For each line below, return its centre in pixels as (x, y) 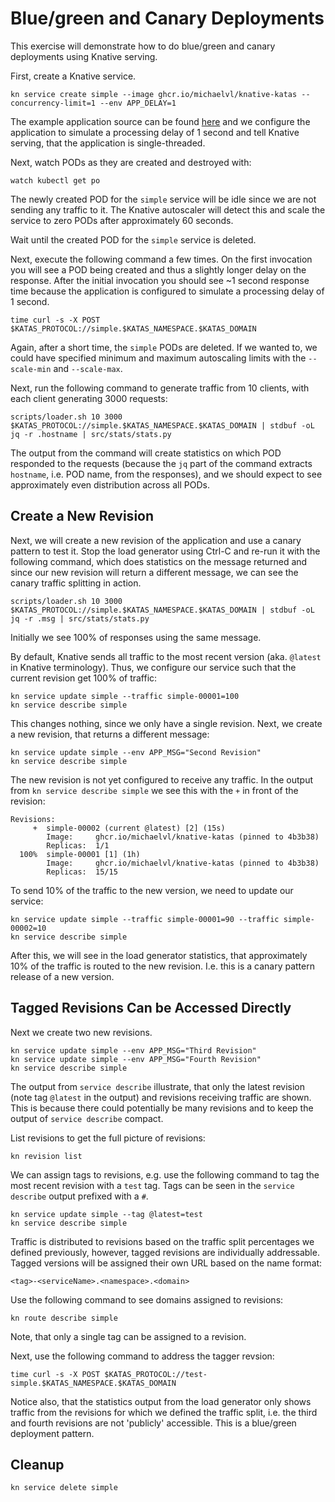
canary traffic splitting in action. (76, 583)
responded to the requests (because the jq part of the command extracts (161, 463)
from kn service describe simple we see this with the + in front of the (154, 790)
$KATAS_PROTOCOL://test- (156, 1374)
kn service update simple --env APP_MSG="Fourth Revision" (136, 1059)
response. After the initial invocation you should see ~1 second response (160, 280)
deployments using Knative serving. (84, 56)
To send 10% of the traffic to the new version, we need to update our (152, 890)
